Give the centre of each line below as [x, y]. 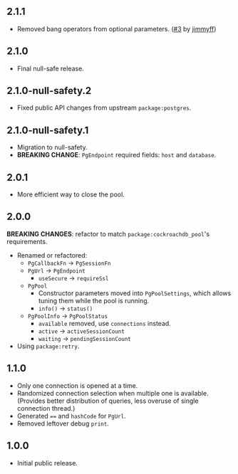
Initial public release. [47, 463]
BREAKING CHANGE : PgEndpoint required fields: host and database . [117, 155]
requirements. [27, 241]
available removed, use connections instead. [105, 323]
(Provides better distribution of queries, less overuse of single [108, 401]
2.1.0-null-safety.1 [48, 130]
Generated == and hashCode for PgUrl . [71, 416]
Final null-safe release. [51, 68]
